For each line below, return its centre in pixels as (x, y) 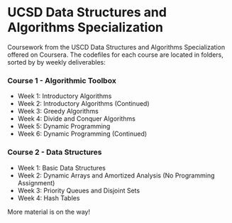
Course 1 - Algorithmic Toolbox (62, 80)
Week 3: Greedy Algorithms (58, 111)
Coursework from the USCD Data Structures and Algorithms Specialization (116, 47)
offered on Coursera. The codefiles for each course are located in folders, (115, 55)
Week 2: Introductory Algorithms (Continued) (83, 104)
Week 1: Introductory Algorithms (65, 96)
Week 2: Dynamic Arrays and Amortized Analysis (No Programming (116, 175)
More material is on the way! (49, 212)
